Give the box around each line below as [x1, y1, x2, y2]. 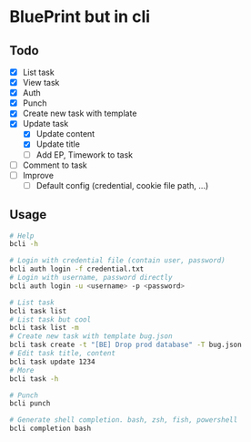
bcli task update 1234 [9, 357, 95, 366]
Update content [35, 128, 95, 139]
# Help [9, 231, 35, 241]
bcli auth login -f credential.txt [9, 264, 145, 274]
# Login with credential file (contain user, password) [9, 256, 226, 265]
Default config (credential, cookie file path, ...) [35, 180, 209, 190]
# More [9, 365, 35, 375]
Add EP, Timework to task [35, 149, 134, 160]
